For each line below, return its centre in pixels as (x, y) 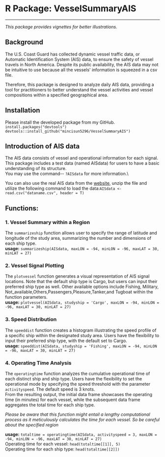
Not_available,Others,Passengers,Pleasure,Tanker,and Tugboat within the (79, 292)
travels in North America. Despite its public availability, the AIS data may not (82, 64)
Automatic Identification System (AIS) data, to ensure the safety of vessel (79, 59)
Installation (23, 110)
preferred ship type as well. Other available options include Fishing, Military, (82, 287)
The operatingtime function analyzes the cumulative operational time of (78, 373)
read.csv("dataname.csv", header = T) (45, 193)
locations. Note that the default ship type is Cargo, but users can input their (81, 282)
